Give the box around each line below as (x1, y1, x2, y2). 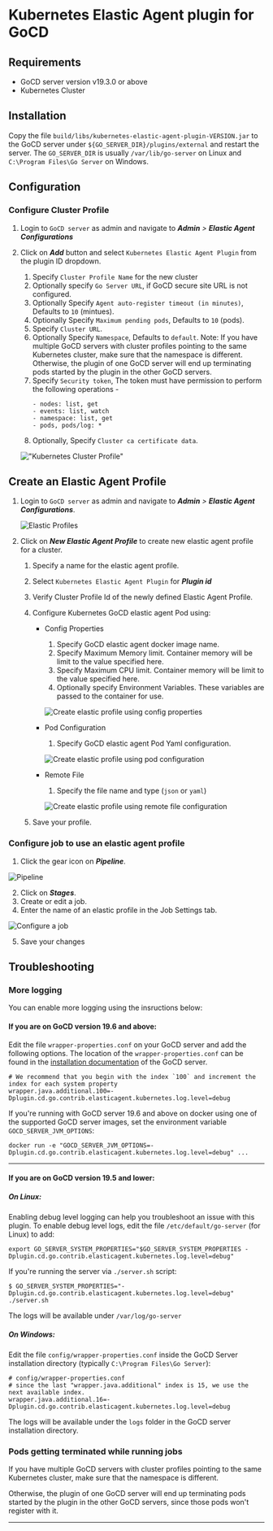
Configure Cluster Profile (8, 205, 110, 216)
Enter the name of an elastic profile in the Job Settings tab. (19, 905, 218, 915)
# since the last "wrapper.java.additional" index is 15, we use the (8, 1381, 249, 1390)
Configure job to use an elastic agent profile (8, 837, 185, 849)
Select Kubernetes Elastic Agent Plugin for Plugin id (32, 576, 212, 586)
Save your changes (19, 937, 85, 946)
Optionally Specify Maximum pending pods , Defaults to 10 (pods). (32, 315, 245, 324)
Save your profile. (32, 817, 92, 827)
